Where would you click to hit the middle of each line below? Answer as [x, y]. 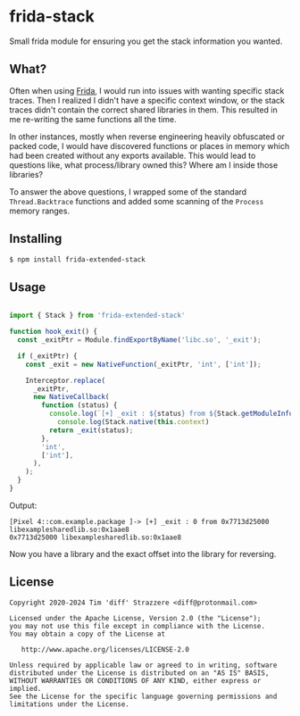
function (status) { [79, 405]
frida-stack [52, 17]
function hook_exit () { [54, 332]
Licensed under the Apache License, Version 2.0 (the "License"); [135, 618]
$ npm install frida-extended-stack [77, 259]
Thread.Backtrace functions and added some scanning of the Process [137, 201]
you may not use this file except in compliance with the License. [137, 626]
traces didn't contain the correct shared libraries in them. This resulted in [144, 110]
